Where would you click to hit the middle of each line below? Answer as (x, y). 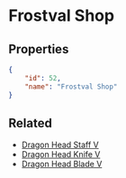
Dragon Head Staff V (60, 145)
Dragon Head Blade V (62, 164)
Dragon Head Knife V (61, 155)
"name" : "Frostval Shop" (71, 87)
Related (31, 123)
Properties (39, 49)
